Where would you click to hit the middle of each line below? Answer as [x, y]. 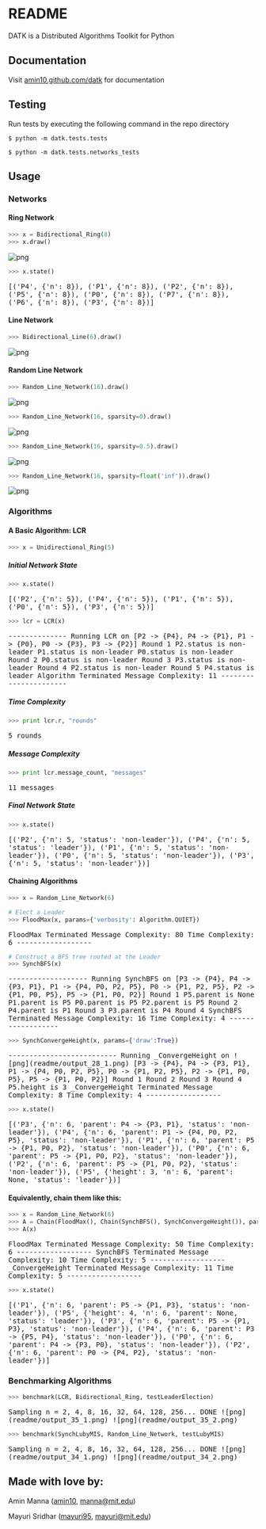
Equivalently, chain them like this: [65, 1198]
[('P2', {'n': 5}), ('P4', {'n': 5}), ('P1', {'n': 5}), [121, 599]
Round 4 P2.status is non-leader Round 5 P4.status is [146, 668]
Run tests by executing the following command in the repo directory [119, 124]
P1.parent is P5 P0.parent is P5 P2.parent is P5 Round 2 [123, 1003]
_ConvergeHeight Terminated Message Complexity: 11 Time [121, 1268]
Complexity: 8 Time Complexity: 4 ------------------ [115, 1095]
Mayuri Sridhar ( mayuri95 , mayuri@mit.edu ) [80, 1516]
